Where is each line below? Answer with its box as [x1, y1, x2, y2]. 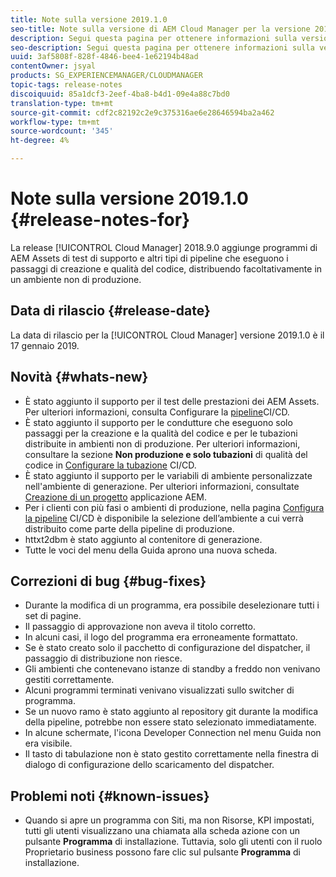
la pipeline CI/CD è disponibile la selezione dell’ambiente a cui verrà [24, 512, 304, 524]
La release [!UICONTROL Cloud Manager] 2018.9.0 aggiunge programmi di [10, 241, 318, 253]
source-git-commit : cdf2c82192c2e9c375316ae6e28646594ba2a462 [10, 107, 275, 118]
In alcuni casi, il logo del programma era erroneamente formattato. [24, 631, 298, 643]
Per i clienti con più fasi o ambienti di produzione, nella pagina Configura [24, 501, 325, 513]
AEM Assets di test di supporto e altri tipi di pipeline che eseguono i [10, 252, 289, 264]
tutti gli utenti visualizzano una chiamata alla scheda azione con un [24, 825, 300, 837]
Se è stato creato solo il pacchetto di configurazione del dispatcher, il [24, 642, 311, 654]
